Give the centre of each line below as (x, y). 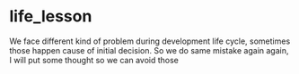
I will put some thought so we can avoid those (94, 60)
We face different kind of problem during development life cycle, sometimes (150, 41)
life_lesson (51, 16)
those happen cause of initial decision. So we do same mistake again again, (149, 50)
